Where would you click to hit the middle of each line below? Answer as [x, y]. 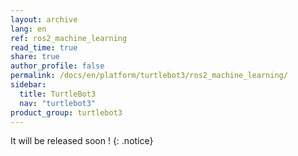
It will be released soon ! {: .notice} [82, 141]
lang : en [28, 29]
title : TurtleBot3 [58, 94]
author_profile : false [57, 66]
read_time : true [44, 47]
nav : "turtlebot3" [58, 103]
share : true [35, 57]
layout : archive [44, 19]
